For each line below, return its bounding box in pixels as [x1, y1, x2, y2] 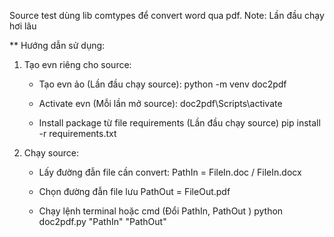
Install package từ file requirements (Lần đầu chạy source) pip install [38, 117, 321, 129]
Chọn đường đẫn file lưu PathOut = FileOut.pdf [38, 186, 231, 197]
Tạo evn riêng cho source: [23, 59, 132, 70]
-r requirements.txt [38, 128, 117, 139]
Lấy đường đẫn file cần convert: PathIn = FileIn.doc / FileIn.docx [38, 166, 302, 178]
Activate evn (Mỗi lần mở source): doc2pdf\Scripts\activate [38, 98, 283, 109]
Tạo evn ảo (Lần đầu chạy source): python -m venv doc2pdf [38, 78, 287, 90]
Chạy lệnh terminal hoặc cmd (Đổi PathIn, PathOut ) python [38, 205, 284, 217]
